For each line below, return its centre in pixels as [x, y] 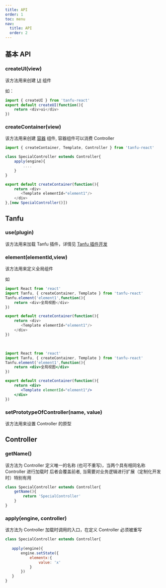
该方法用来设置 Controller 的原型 [38, 423]
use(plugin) [19, 233]
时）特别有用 [18, 477]
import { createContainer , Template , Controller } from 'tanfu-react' [80, 148]
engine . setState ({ [40, 553]
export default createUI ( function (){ [44, 105]
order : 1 [14, 14]
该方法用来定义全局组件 [29, 269]
